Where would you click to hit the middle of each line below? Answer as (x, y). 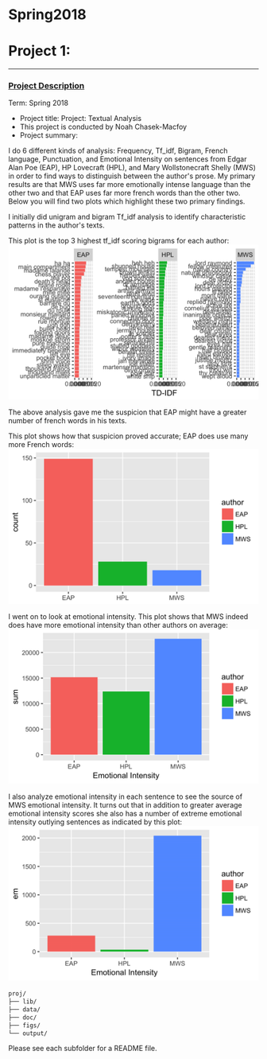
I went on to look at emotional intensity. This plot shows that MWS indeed (128, 616)
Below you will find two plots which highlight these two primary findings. (127, 201)
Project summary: (48, 135)
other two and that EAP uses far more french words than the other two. (124, 193)
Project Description (46, 86)
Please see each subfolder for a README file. (83, 1048)
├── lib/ (23, 1001)
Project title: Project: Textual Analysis (80, 119)
